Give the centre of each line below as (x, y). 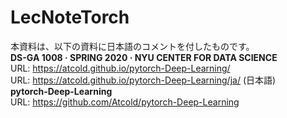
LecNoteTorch (70, 17)
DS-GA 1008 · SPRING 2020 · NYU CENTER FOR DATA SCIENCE (144, 57)
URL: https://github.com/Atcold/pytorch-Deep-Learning (125, 102)
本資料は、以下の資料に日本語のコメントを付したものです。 (132, 46)
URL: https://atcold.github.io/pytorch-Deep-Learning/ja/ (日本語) (143, 80)
